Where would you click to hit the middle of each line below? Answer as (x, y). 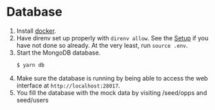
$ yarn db (31, 65)
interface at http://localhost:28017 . (68, 85)
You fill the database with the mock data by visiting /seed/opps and (112, 92)
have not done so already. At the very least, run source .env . (102, 45)
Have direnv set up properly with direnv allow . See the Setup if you (112, 38)
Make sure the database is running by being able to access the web (112, 78)
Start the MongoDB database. (58, 53)
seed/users (32, 100)
